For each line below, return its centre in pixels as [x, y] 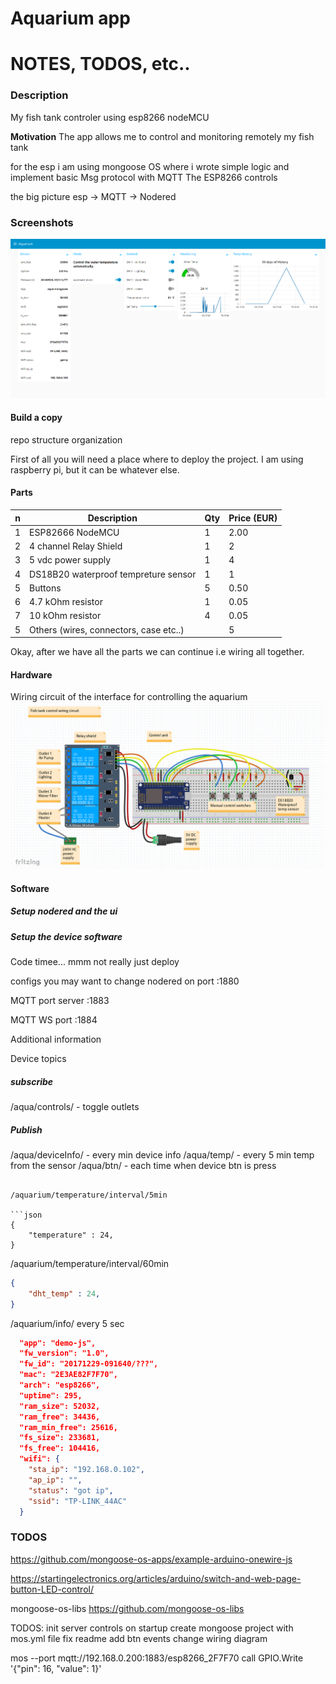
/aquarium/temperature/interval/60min [90, 1263]
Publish [26, 1129]
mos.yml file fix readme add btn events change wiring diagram [139, 1638]
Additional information [56, 1039]
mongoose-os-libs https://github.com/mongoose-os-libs [127, 1608]
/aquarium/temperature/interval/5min [89, 1195]
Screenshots [42, 222]
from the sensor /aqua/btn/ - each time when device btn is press [143, 1165]
